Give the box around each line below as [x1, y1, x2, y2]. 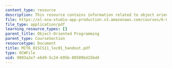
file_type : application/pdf [5, 21, 66, 27]
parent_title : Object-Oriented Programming [5, 31, 100, 36]
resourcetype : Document [5, 41, 56, 46]
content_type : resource [5, 7, 56, 13]
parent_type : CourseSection [5, 36, 66, 41]
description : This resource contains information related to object [5, 12, 155, 17]
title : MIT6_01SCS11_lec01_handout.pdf [5, 46, 91, 51]
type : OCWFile [5, 50, 36, 55]
